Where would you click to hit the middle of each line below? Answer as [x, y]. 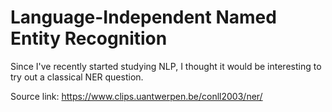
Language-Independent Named [143, 17]
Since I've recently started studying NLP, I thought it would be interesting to [166, 66]
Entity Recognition [89, 38]
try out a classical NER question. [77, 77]
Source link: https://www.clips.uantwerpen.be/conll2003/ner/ [136, 96]
